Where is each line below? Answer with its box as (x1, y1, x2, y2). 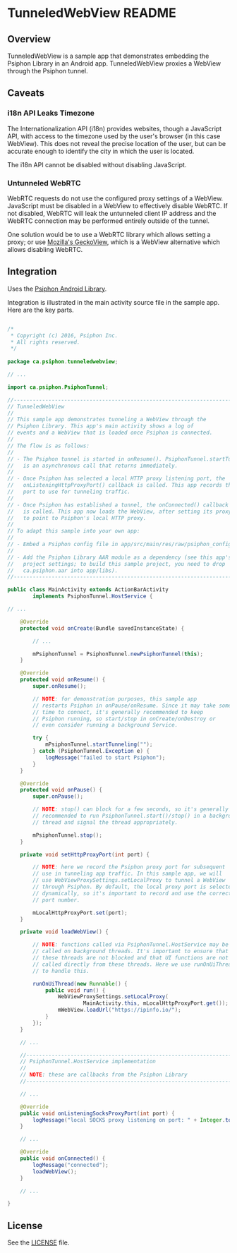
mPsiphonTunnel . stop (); (32, 831, 102, 839)
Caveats (7, 87, 44, 99)
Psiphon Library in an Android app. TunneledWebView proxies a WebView (7, 59, 221, 68)
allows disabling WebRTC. (7, 245, 83, 253)
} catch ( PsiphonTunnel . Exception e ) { (32, 748, 150, 755)
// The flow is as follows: (7, 442, 90, 449)
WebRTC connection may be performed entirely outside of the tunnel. (7, 217, 210, 225)
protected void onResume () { (20, 676, 106, 684)
